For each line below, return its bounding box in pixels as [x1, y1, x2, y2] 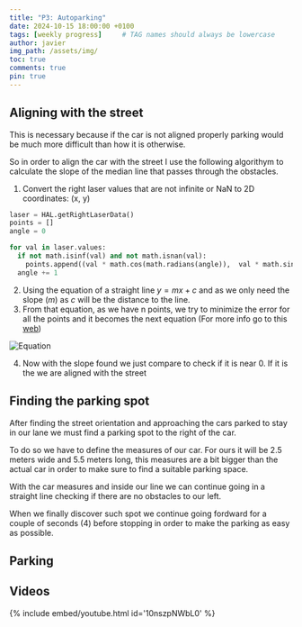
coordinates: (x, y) [22, 193, 91, 204]
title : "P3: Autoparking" [9, 13, 106, 23]
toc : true [9, 55, 47, 64]
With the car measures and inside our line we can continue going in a [9, 481, 265, 492]
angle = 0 [9, 227, 47, 236]
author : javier [9, 38, 67, 48]
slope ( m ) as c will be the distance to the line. [22, 294, 191, 304]
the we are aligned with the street [22, 367, 147, 378]
